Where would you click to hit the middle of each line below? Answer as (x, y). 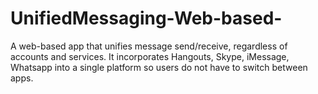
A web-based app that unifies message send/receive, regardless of (149, 46)
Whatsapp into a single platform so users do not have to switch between (159, 67)
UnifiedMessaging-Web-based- (146, 18)
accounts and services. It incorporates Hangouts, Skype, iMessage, (150, 56)
